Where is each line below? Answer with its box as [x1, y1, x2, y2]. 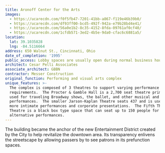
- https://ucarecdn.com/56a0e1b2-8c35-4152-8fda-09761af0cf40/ [9, 26, 141, 31]
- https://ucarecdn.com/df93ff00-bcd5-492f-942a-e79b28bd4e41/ [9, 21, 141, 26]
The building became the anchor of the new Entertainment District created [5, 126, 156, 132]
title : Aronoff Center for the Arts [5, 7, 80, 12]
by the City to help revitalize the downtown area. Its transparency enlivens [5, 131, 155, 137]
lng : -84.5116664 [9, 44, 45, 49]
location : [5, 35, 26, 40]
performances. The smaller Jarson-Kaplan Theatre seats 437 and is [9, 99, 153, 104]
